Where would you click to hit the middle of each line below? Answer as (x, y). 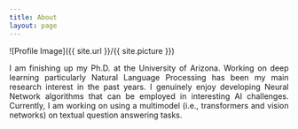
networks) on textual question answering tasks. (96, 115)
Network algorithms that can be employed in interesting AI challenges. (149, 96)
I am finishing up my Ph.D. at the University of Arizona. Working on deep (149, 68)
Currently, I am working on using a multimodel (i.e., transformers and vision (149, 105)
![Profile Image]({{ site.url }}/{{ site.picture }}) (92, 50)
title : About (33, 17)
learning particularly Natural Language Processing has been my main (149, 77)
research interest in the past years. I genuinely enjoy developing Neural (149, 87)
